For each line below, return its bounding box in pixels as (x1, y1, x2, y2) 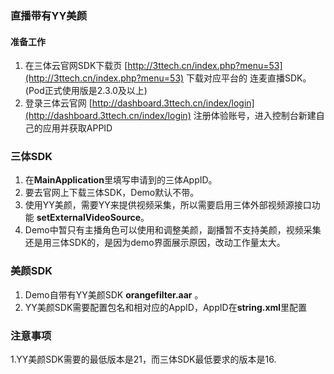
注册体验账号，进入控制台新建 (193, 110, 317, 122)
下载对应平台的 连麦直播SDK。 (186, 72, 312, 84)
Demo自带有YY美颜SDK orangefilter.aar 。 (24, 288, 204, 301)
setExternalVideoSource (36, 212, 142, 224)
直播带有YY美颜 (10, 8, 88, 22)
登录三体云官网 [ (24, 97, 93, 109)
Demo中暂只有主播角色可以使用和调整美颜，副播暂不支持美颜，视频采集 (24, 224, 322, 236)
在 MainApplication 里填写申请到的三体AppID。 (24, 174, 218, 186)
